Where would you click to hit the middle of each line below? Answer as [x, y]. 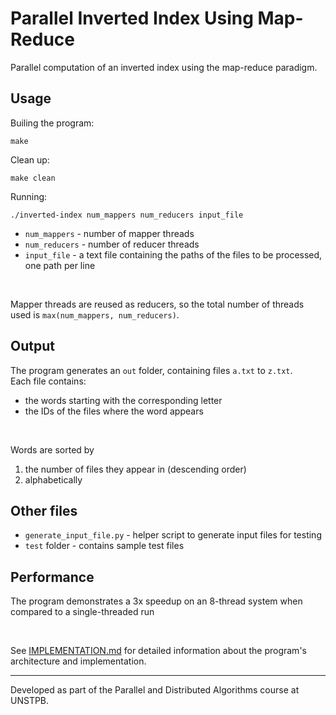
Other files [44, 510]
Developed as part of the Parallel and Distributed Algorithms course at [155, 690]
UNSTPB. [30, 701]
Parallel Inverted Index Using [132, 18]
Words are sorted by [52, 449]
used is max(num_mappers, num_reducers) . [95, 314]
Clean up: [30, 159]
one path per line [60, 265]
